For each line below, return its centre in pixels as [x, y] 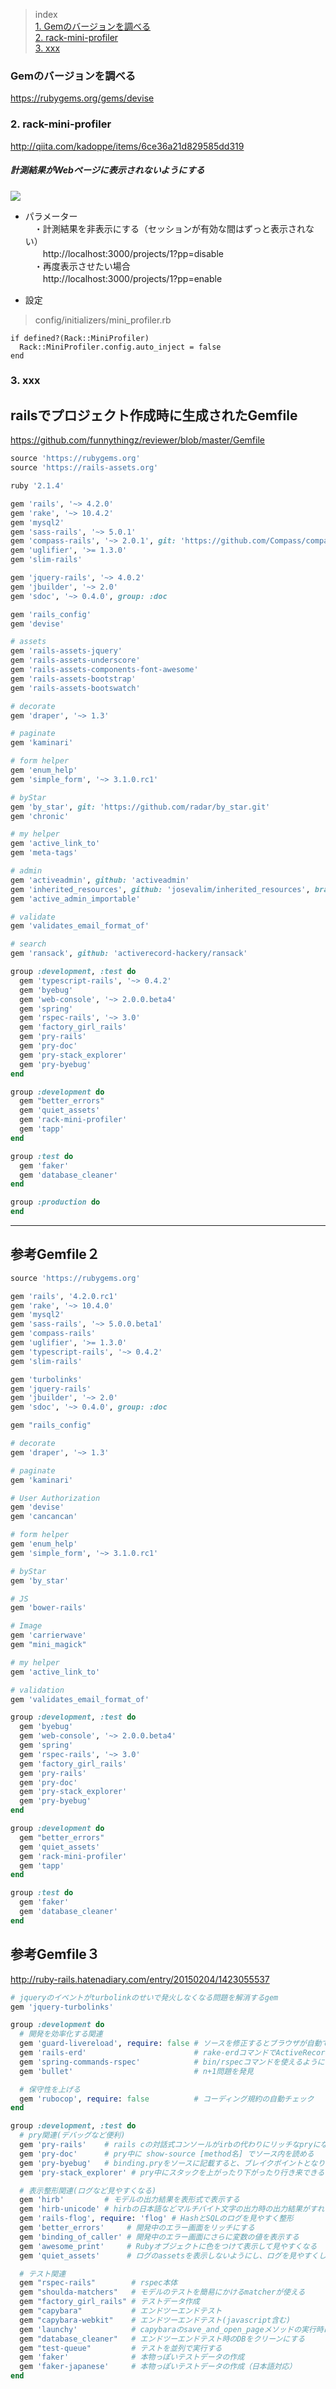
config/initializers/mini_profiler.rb [103, 320]
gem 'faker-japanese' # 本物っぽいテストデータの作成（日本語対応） [158, 2367]
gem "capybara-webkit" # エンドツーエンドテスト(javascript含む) [155, 2320]
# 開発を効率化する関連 [61, 2034]
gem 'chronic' [40, 816]
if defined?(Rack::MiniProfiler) [80, 338]
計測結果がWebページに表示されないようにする [107, 170]
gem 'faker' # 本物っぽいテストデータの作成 [132, 2357]
